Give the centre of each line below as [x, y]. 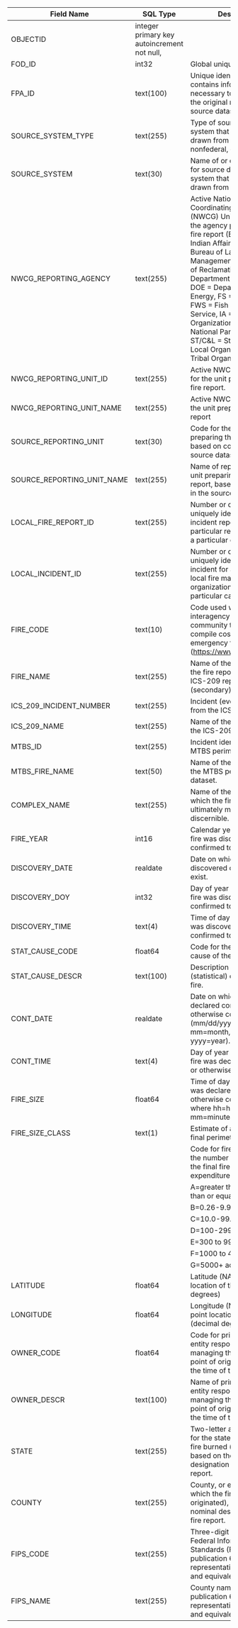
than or [202, 1196]
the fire [202, 672]
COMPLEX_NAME [41, 805]
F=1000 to [208, 1253]
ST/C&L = [206, 341]
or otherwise [211, 1070]
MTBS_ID [27, 746]
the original [209, 102]
